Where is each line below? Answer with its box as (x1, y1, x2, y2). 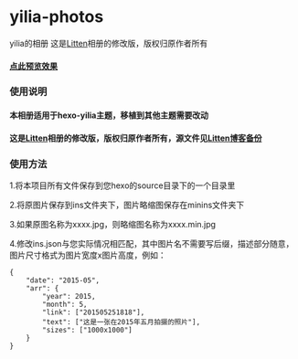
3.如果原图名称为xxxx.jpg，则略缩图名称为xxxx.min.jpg (9, 218, 217, 229)
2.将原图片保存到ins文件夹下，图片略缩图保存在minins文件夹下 (9, 199, 245, 210)
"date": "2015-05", (26, 276, 101, 285)
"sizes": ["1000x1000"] (42, 325, 133, 334)
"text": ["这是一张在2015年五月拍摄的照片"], (42, 317, 201, 326)
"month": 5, (42, 300, 89, 309)
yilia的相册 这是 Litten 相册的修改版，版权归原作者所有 (9, 37, 208, 48)
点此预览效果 (9, 60, 58, 71)
